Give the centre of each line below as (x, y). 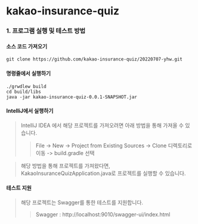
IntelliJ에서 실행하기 (30, 111)
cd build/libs (24, 92)
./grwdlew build (26, 86)
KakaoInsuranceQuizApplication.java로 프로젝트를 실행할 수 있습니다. (103, 173)
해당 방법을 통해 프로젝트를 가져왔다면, (65, 165)
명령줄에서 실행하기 (29, 73)
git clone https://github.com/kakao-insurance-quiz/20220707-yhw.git (95, 59)
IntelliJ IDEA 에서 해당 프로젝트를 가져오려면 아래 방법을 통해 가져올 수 (102, 125)
